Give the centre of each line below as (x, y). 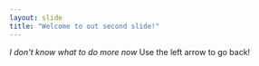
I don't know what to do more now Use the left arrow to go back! (130, 52)
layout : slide (36, 18)
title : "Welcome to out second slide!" (85, 26)
